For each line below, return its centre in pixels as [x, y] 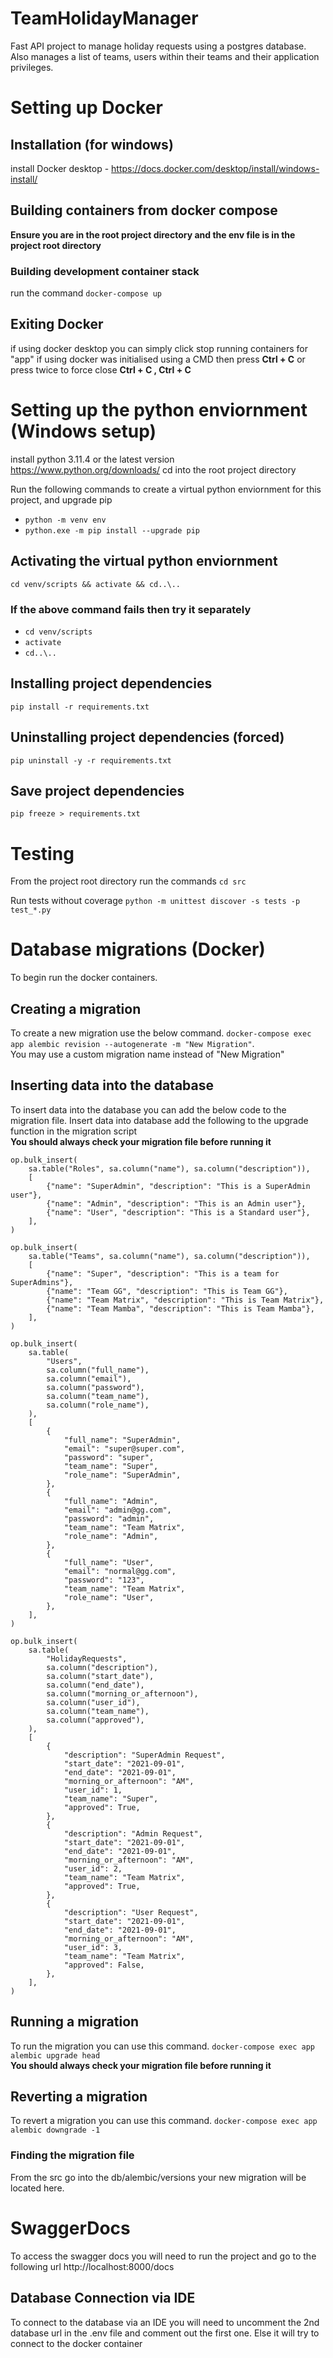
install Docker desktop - [60, 168]
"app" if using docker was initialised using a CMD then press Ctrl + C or [158, 359]
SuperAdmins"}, [42, 1282]
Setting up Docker [86, 108]
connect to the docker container [76, 2343]
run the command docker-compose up [86, 293]
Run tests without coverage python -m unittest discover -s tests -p [155, 901]
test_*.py [31, 910]
